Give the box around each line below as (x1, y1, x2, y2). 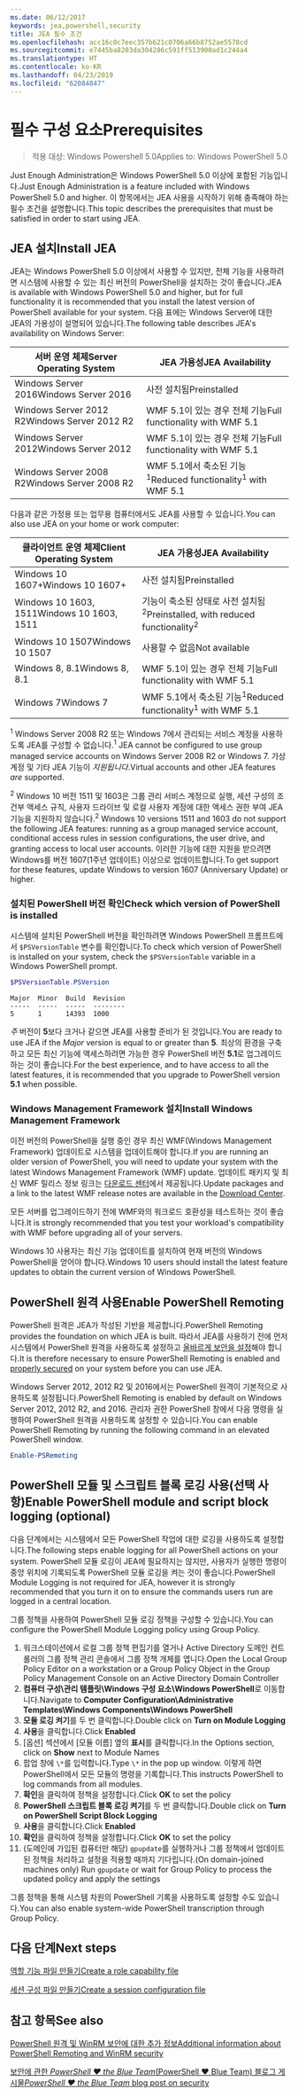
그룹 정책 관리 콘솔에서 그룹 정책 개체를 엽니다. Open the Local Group (46, 1653, 287, 1663)
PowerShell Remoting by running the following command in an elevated (10, 1424, 270, 1435)
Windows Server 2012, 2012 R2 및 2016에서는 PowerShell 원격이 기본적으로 (10, 1381, 279, 1392)
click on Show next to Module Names (22, 1747, 160, 1757)
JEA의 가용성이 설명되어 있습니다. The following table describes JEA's (10, 318, 256, 329)
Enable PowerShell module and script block (25, 1495, 269, 1510)
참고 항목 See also (10, 2013, 104, 2028)
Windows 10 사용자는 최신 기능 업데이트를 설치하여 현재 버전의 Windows (10, 1246, 263, 1256)
